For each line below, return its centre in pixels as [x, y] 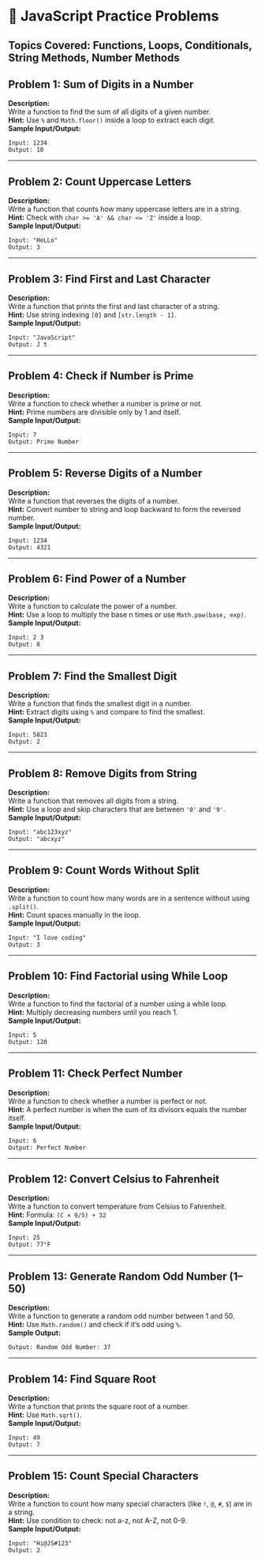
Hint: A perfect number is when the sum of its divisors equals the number [128, 1109]
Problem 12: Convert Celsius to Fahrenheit [114, 1179]
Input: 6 [22, 1141]
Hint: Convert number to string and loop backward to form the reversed [125, 509]
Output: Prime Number [44, 442]
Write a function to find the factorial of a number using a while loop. [118, 1004]
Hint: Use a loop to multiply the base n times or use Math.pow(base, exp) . [127, 615]
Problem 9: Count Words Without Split [104, 871]
